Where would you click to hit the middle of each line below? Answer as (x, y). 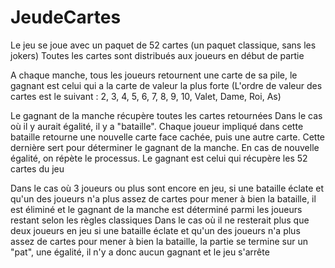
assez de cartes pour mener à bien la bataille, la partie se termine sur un (159, 241)
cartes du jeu (37, 168)
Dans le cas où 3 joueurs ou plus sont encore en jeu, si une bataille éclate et (167, 188)
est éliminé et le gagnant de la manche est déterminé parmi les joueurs (156, 209)
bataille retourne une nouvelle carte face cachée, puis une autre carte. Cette (167, 137)
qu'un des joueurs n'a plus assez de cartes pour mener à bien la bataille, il (163, 198)
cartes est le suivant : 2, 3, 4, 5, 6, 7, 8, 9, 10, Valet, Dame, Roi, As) (146, 96)
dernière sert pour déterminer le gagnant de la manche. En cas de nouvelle (165, 147)
